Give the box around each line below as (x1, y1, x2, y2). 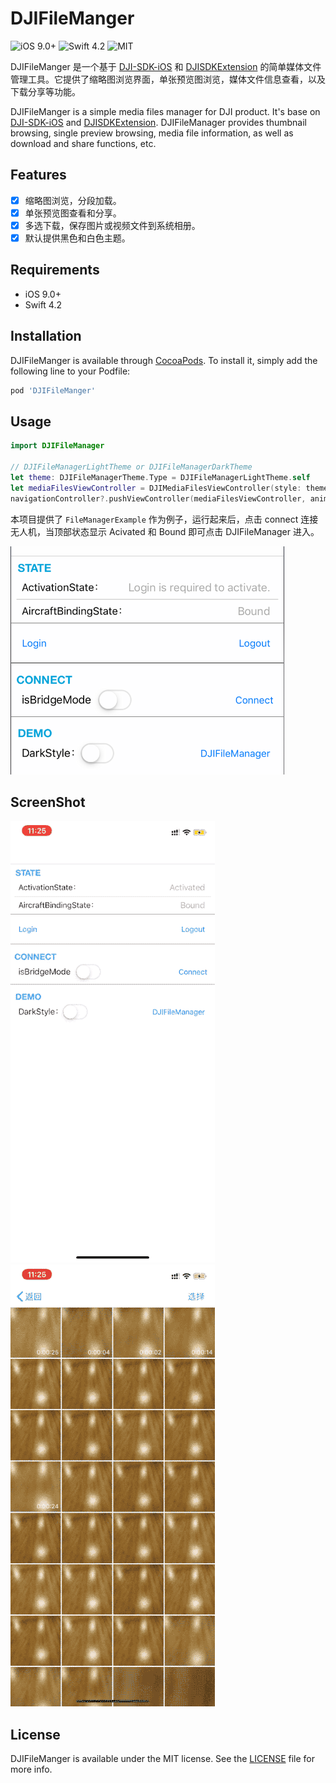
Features (10, 167, 67, 184)
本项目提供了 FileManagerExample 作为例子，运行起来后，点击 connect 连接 (10, 513, 319, 525)
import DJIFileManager (10, 441, 105, 451)
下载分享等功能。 (10, 85, 81, 97)
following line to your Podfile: (10, 365, 131, 377)
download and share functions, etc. (10, 137, 157, 149)
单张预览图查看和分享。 (24, 207, 122, 219)
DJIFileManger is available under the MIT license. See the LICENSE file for (10, 1753, 316, 1765)
